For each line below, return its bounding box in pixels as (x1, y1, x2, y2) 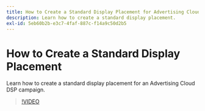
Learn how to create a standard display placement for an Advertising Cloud (6, 80, 195, 87)
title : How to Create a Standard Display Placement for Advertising (6, 9, 184, 15)
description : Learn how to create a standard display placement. (6, 15, 176, 21)
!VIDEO (21, 98, 40, 106)
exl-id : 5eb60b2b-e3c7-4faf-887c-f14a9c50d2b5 (6, 20, 127, 26)
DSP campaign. (6, 86, 46, 93)
